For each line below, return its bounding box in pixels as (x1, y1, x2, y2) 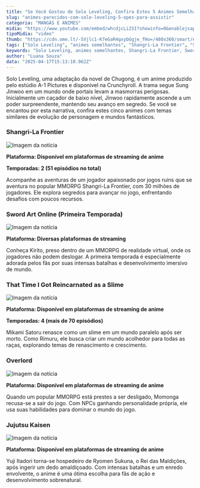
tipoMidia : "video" (6, 31, 55, 37)
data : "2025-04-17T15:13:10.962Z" (6, 58, 92, 64)
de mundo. (6, 266, 33, 273)
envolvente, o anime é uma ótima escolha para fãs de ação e (6, 470, 155, 477)
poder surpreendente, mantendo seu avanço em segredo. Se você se (6, 100, 177, 107)
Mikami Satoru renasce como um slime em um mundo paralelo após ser (6, 329, 182, 336)
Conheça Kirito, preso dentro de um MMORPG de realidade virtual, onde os (6, 247, 191, 254)
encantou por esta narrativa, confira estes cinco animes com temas (6, 107, 172, 114)
